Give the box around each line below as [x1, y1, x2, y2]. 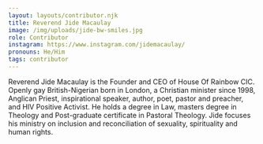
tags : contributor [8, 56, 69, 64]
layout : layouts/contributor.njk [8, 11, 118, 20]
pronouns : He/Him [8, 48, 66, 56]
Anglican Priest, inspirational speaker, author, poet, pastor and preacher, [8, 94, 244, 103]
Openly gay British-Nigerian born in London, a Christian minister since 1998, [8, 85, 256, 94]
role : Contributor [8, 33, 69, 42]
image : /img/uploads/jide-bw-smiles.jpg [8, 26, 144, 34]
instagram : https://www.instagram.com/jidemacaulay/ [8, 41, 186, 49]
